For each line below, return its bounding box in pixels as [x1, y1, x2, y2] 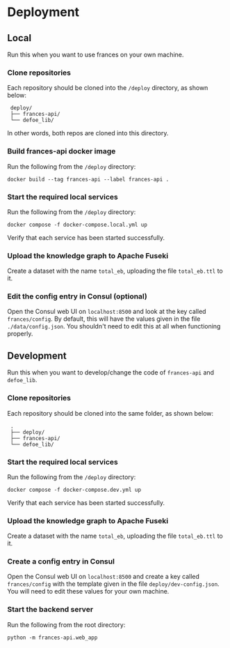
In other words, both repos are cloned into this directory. [7, 129, 169, 137]
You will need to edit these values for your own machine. [7, 587, 170, 596]
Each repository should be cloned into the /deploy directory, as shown [7, 84, 208, 92]
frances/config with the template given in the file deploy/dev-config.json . [7, 580, 220, 588]
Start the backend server [7, 605, 94, 615]
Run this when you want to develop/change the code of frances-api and [7, 368, 214, 377]
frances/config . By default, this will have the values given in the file [7, 315, 201, 323]
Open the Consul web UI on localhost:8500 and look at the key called [7, 308, 206, 316]
